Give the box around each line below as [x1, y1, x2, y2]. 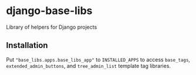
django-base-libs [6, 4, 93, 18]
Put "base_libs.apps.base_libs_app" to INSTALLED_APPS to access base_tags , [6, 56, 191, 63]
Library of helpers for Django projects [6, 23, 97, 30]
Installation [6, 40, 48, 50]
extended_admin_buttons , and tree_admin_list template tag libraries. [6, 62, 171, 69]
